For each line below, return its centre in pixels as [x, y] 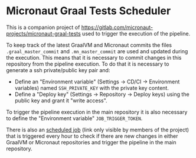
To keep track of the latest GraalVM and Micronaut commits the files [89, 45]
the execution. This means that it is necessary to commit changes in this [94, 57]
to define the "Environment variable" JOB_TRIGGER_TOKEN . [74, 118]
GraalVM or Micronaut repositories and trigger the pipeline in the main [91, 142]
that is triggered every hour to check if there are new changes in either [92, 136]
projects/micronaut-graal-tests [43, 33]
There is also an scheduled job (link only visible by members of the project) [98, 130]
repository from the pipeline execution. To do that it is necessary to [88, 64]
